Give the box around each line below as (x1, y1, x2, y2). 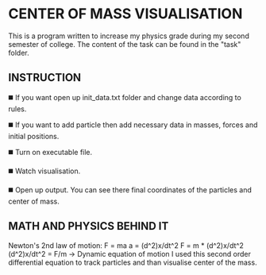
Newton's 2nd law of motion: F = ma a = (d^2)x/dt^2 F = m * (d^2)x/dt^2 (8, 240, 245, 250)
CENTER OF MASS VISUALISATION (8, 5, 243, 23)
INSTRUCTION (8, 71, 82, 84)
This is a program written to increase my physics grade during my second (8, 31, 250, 41)
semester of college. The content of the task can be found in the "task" (8, 39, 241, 48)
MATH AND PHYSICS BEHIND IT (8, 219, 169, 233)
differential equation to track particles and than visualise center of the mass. (8, 258, 257, 267)
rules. (8, 104, 27, 114)
